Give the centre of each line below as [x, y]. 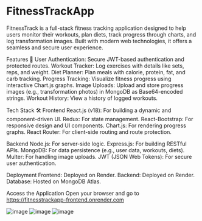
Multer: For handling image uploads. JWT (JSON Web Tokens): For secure [99, 156]
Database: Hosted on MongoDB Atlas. [54, 181]
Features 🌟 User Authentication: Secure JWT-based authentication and [95, 59]
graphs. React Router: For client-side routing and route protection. [89, 132]
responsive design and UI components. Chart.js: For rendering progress [96, 125]
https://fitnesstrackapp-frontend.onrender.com [65, 200]
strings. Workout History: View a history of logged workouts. [82, 98]
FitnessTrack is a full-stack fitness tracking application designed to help [96, 28]
